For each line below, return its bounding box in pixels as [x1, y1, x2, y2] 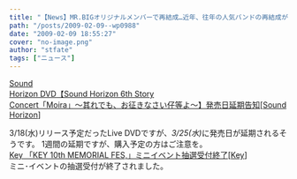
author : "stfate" [9, 46, 73, 55]
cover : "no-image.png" [9, 37, 93, 47]
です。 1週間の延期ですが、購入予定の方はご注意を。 [16, 138, 208, 149]
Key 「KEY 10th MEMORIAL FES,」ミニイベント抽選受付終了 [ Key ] [9, 150, 247, 160]
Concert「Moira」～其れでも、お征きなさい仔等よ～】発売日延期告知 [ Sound [9, 100, 287, 110]
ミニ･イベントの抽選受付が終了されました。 [9, 160, 168, 171]
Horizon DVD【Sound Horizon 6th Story [9, 89, 155, 99]
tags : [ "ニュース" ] [9, 54, 75, 63]
